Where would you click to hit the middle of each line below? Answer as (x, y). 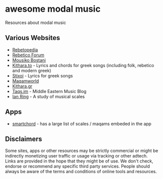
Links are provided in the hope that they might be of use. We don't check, (79, 161)
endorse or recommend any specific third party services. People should (78, 166)
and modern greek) (32, 70)
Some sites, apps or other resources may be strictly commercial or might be (81, 151)
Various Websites (33, 38)
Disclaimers (24, 139)
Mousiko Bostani (29, 60)
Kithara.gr (22, 86)
